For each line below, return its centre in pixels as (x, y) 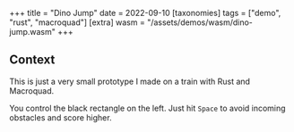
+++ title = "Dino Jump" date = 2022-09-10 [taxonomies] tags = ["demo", (145, 13)
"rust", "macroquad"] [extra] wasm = (77, 22)
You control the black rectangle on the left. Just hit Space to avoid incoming (147, 108)
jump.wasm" (33, 32)
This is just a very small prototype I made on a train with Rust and (130, 81)
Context (32, 60)
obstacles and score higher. (61, 117)
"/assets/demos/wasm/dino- (200, 22)
